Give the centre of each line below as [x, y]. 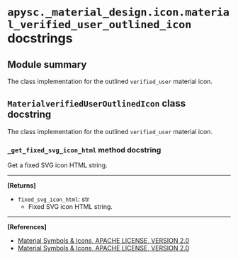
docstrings [40, 38]
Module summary [47, 65]
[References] [27, 227]
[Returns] [22, 186]
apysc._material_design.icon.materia [119, 12]
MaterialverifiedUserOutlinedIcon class [97, 103]
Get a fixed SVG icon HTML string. [57, 165]
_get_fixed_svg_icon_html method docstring [84, 150]
